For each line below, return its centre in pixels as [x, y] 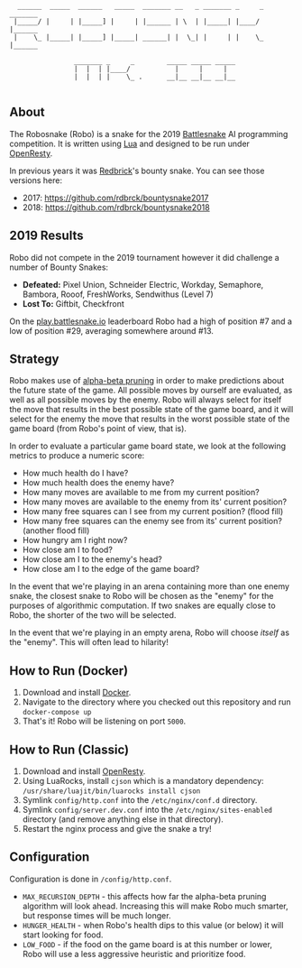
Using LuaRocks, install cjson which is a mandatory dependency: [143, 781]
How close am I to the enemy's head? [92, 559]
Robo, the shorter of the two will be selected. [93, 615]
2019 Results [46, 236]
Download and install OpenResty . [84, 771]
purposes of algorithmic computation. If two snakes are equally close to [143, 605]
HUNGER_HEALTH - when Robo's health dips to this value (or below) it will [153, 925]
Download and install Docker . [77, 693]
